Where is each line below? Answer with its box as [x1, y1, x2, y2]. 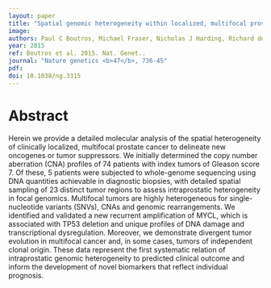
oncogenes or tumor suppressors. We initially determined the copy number [8, 150, 258, 160]
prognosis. [8, 270, 44, 280]
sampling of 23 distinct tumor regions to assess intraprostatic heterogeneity [8, 185, 261, 194]
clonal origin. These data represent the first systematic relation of [8, 244, 226, 254]
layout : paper [8, 11, 56, 20]
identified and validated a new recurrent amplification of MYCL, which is [8, 211, 248, 220]
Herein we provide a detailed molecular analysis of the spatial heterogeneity [8, 133, 261, 143]
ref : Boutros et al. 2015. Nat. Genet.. [8, 49, 147, 57]
